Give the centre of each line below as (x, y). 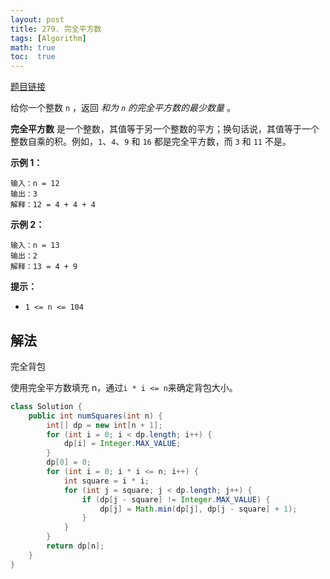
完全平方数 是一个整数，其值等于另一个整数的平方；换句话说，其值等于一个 (165, 129)
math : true (33, 47)
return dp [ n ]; (75, 546)
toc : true (33, 57)
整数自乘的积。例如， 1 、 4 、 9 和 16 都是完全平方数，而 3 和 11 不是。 (151, 142)
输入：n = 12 (35, 184)
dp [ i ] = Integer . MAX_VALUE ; (122, 444)
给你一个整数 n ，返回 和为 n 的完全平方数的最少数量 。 (123, 108)
